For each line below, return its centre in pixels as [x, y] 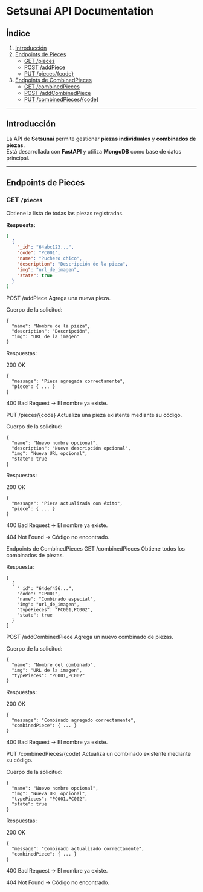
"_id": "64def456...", [46, 589]
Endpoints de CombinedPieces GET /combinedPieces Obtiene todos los [96, 549]
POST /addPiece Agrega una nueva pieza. [58, 298]
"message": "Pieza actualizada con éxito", [67, 503]
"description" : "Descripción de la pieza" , [73, 264]
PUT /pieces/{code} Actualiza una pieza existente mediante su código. [94, 415]
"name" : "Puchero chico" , [50, 258]
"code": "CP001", [39, 594]
